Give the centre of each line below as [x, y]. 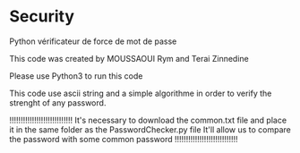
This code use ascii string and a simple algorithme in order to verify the [141, 93]
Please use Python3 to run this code [76, 76]
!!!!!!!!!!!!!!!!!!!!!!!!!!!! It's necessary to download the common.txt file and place [148, 120]
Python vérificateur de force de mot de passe [93, 41]
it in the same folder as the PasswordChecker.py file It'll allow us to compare [150, 129]
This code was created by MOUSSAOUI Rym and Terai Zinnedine [129, 58]
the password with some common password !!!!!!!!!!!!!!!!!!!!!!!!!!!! [124, 139]
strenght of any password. [58, 102]
